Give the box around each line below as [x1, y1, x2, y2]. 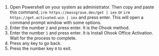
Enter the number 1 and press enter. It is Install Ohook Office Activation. [9, 30, 153, 36]
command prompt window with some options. [9, 19, 102, 25]
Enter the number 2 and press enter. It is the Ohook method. [9, 25, 130, 31]
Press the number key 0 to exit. [9, 46, 72, 51]
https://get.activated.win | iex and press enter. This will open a [9, 15, 143, 20]
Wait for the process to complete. [9, 35, 77, 41]
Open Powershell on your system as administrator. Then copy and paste [9, 4, 154, 10]
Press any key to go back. [9, 40, 62, 46]
